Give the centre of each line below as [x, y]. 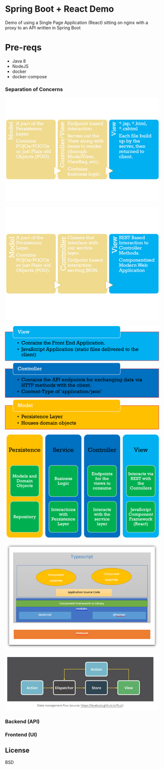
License [17, 751]
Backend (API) [22, 721]
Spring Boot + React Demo [60, 9]
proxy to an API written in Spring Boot [43, 27]
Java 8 [19, 61]
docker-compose [30, 76]
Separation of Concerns [34, 89]
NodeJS [20, 66]
